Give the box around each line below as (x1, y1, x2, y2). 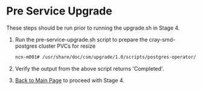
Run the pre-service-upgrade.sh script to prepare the (14, 36, 148, 43)
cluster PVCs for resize (38, 42, 96, 50)
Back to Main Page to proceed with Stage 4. (14, 77, 125, 84)
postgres (14, 42, 37, 50)
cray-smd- (148, 36, 176, 43)
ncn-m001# (14, 54, 40, 60)
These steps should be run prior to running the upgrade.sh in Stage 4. (6, 24, 180, 31)
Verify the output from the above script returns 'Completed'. (14, 65, 165, 72)
